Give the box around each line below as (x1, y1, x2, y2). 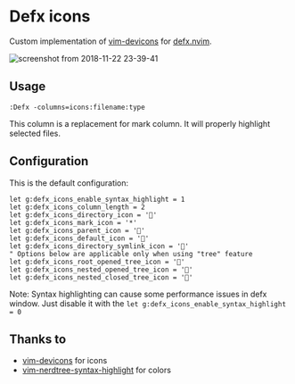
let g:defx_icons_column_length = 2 (9, 203, 145, 212)
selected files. (9, 128, 61, 138)
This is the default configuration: (9, 177, 129, 188)
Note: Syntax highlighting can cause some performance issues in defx (9, 288, 267, 299)
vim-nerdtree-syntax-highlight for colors (21, 364, 172, 376)
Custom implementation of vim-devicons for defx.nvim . (9, 36, 212, 46)
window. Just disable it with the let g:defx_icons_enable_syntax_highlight (9, 297, 287, 309)
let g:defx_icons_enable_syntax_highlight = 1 (9, 195, 185, 204)
